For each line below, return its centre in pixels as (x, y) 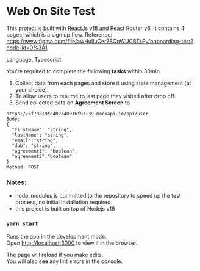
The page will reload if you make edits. (55, 255)
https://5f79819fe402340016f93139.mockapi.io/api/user (77, 114)
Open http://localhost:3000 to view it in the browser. (72, 243)
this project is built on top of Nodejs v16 (65, 209)
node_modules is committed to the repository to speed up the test (98, 196)
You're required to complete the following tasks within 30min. (84, 71)
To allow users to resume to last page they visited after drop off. (95, 96)
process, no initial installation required (63, 202)
